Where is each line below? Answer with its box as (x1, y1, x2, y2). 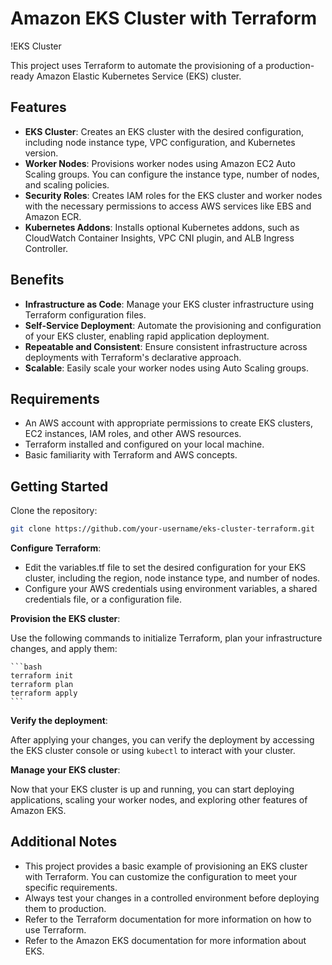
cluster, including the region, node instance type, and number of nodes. (24, 572, 321, 584)
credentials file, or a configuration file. (24, 593, 183, 606)
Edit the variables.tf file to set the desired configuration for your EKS (24, 562, 307, 574)
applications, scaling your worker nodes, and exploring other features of (10, 794, 308, 806)
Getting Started (10, 478, 109, 495)
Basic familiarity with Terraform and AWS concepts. (24, 449, 238, 461)
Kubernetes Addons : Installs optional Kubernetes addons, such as (24, 221, 300, 233)
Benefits (10, 272, 65, 289)
